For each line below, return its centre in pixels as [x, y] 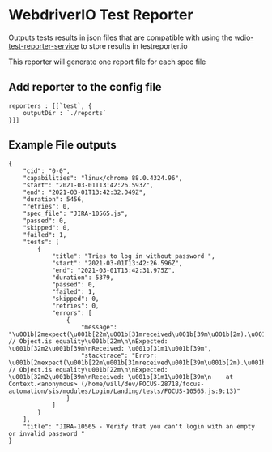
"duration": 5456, [54, 199]
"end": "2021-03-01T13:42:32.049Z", [85, 192]
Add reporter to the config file [85, 87]
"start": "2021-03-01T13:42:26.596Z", [117, 263]
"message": [99, 327]
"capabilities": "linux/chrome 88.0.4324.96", [103, 178]
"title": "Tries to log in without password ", [134, 256]
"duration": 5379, [83, 278]
